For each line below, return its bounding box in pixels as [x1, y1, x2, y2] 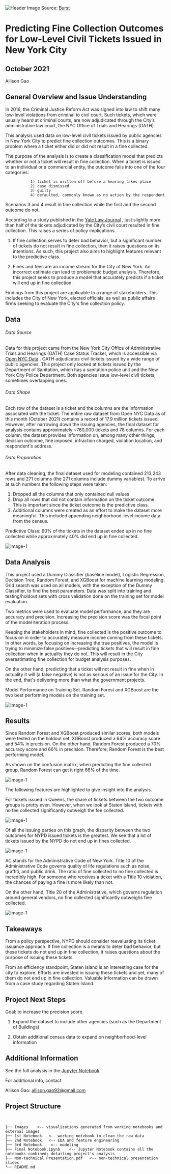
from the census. [12, 518, 49, 524]
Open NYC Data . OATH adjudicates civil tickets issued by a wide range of [5, 356, 160, 362]
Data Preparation [5, 455, 42, 461]
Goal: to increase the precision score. [5, 1009, 84, 1015]
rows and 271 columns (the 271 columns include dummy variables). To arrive [5, 476, 165, 482]
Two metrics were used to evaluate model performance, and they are [5, 608, 150, 614]
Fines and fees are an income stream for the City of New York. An [12, 263, 151, 269]
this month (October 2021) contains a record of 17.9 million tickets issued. [5, 415, 159, 422]
